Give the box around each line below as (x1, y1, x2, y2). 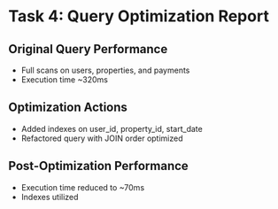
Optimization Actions (8, 100, 127, 115)
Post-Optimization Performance (8, 159, 189, 174)
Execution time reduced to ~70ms (20, 182, 145, 192)
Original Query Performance (8, 42, 168, 57)
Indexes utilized (20, 191, 79, 202)
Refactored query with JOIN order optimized (20, 133, 183, 143)
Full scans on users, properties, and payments (20, 65, 190, 75)
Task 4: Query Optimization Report (8, 6, 269, 27)
